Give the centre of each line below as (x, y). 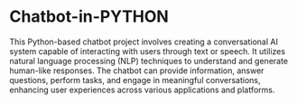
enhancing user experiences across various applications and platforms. (142, 90)
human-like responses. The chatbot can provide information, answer (137, 71)
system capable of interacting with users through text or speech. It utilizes (148, 51)
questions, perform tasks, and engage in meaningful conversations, (135, 80)
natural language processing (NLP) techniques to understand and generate (149, 61)
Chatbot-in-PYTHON (89, 17)
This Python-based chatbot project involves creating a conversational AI (144, 42)
